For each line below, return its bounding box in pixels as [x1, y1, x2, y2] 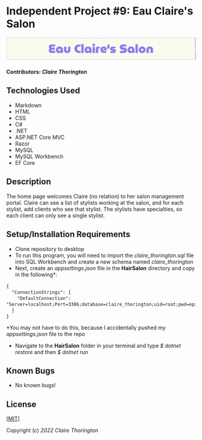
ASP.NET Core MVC [14, 134, 65, 141]
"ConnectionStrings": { [11, 289, 71, 296]
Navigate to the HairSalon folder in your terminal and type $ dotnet [14, 342, 182, 349]
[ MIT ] [6, 415, 20, 423]
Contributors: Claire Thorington [6, 68, 87, 76]
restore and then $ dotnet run [14, 348, 88, 356]
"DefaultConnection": [17, 295, 71, 302]
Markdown [14, 101, 42, 109]
